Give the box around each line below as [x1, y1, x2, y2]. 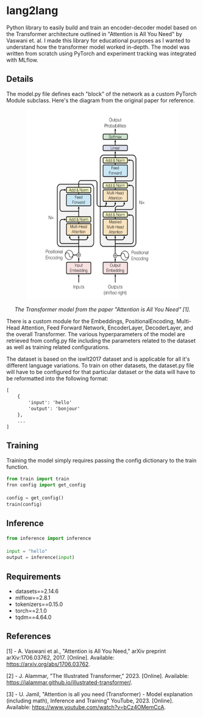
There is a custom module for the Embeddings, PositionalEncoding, [6, 317, 176, 325]
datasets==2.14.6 [15, 588, 59, 595]
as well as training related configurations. [6, 343, 110, 351]
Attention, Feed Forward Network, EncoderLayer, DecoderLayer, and [21, 324, 193, 331]
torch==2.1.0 [15, 607, 48, 614]
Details [6, 74, 34, 84]
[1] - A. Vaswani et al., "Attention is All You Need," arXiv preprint [6, 647, 166, 655]
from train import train [6, 475, 69, 482]
